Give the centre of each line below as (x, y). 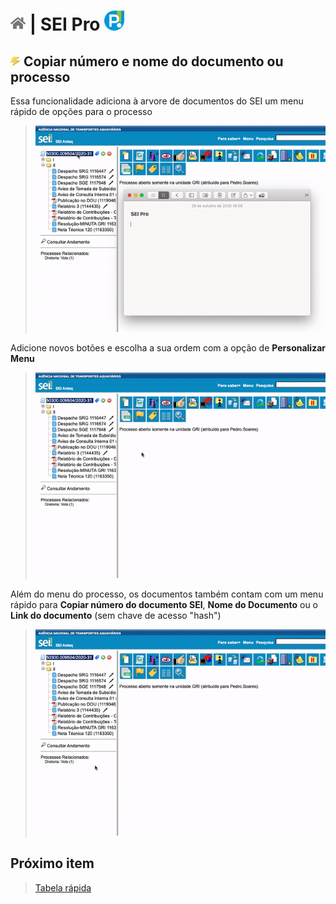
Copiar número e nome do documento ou (153, 61)
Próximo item (52, 863)
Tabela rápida (63, 887)
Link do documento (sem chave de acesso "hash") (116, 616)
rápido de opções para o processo (81, 111)
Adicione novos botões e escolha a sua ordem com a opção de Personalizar (168, 347)
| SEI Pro (65, 24)
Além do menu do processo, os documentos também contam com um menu (167, 594)
